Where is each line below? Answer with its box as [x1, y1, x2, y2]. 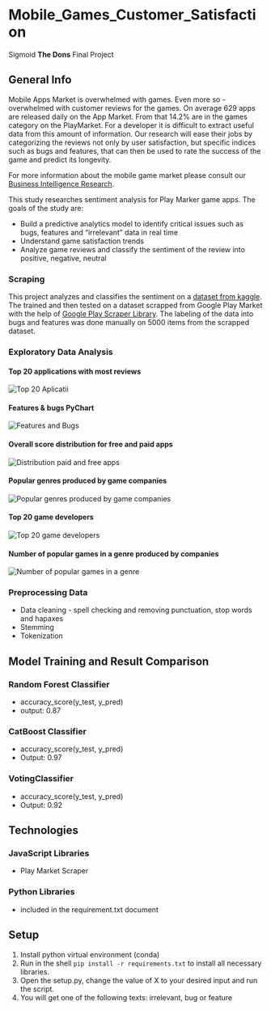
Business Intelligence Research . [8, 179, 115, 188]
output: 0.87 [19, 706, 61, 716]
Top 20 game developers [8, 512, 95, 522]
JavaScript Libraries [8, 847, 90, 859]
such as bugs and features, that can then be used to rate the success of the [8, 146, 261, 155]
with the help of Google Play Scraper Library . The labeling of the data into [8, 309, 254, 319]
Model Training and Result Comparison [8, 654, 210, 668]
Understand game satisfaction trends [19, 236, 145, 246]
